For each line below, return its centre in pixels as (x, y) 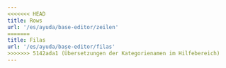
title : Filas (27, 40)
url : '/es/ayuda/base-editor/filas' (61, 47)
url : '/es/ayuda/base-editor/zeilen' (63, 27)
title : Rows (25, 21)
